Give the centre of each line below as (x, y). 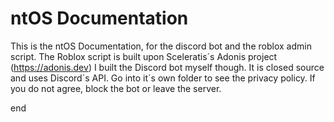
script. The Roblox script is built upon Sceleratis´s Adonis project (144, 56)
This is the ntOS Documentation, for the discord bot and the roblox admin (161, 46)
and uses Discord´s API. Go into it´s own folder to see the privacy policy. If (163, 78)
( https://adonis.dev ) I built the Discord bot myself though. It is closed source (167, 67)
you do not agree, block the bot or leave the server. (116, 88)
